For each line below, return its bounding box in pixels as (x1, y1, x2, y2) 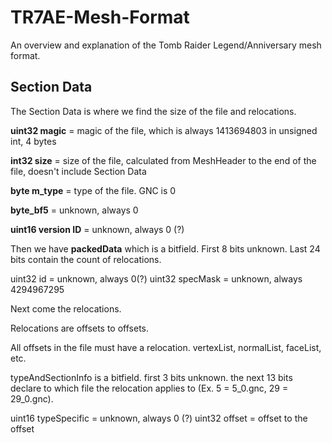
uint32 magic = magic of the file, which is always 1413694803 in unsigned (10, 124, 318, 136)
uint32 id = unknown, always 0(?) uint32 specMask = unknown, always (10, 272, 303, 285)
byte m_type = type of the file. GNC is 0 (10, 184, 177, 196)
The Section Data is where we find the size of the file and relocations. (10, 105, 297, 117)
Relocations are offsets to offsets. (10, 322, 150, 334)
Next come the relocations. (10, 302, 122, 315)
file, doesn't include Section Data (10, 165, 147, 177)
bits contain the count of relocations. (10, 253, 162, 265)
